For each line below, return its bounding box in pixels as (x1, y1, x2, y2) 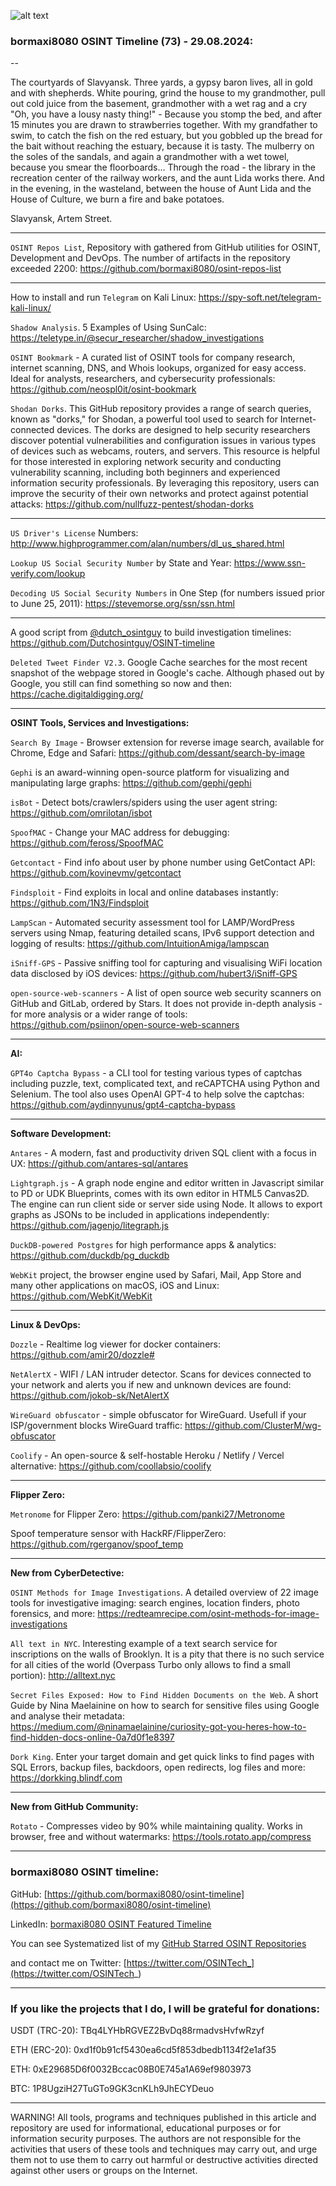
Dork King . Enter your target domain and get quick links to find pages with (10, 1751, 315, 1763)
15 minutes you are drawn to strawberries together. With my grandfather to (10, 119, 318, 131)
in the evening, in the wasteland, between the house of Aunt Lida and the (10, 183, 312, 195)
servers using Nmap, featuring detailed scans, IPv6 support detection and (10, 927, 315, 939)
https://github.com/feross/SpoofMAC (10, 837, 164, 849)
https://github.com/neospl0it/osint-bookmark (10, 383, 197, 395)
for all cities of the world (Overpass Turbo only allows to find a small (10, 1659, 292, 1671)
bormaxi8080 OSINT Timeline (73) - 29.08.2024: (10, 34, 254, 48)
